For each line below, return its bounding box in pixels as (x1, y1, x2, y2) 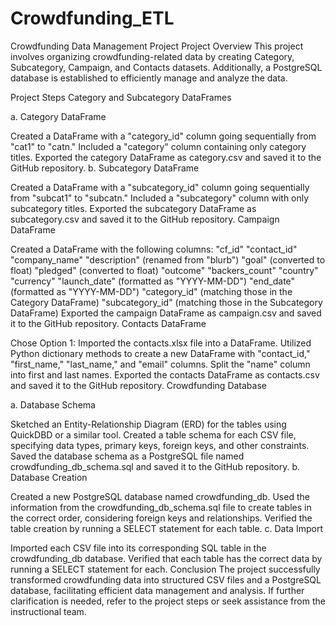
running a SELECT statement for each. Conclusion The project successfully (10, 563, 321, 575)
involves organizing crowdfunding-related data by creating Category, (10, 50, 295, 62)
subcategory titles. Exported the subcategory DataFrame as (10, 202, 257, 214)
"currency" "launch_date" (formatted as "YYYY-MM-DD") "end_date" (10, 275, 296, 287)
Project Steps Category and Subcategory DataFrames (10, 91, 232, 103)
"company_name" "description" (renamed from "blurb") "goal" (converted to (10, 253, 326, 266)
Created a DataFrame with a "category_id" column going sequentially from (10, 130, 317, 142)
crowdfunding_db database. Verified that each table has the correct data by (10, 552, 323, 564)
